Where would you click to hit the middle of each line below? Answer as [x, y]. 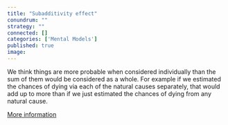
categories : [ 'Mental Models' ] [52, 39]
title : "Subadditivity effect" [52, 13]
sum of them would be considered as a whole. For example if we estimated [114, 79]
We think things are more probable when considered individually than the [112, 71]
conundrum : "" [28, 20]
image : [17, 52]
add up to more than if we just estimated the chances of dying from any [109, 93]
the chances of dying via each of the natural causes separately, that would [114, 86]
